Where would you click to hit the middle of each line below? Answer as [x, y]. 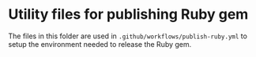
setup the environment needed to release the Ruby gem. [100, 44]
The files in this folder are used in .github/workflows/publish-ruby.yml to [128, 36]
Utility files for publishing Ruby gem [128, 14]
